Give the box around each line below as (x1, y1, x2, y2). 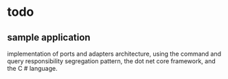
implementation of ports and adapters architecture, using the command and (7, 49, 222, 58)
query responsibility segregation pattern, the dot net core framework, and (7, 57, 216, 65)
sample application (7, 32, 91, 43)
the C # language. (7, 65, 58, 72)
